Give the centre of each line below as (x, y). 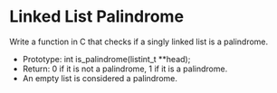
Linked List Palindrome (96, 17)
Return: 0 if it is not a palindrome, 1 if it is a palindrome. (125, 69)
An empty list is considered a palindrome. (100, 78)
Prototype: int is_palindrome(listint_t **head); (106, 59)
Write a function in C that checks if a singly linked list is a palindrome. (139, 42)
